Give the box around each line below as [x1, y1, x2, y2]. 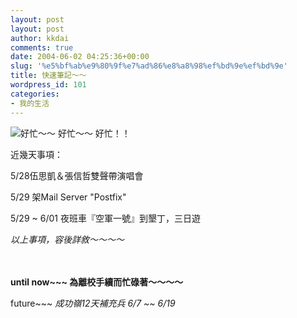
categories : [10, 89, 60, 99]
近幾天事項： [10, 148, 63, 160]
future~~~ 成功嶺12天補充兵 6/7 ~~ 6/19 [10, 297, 176, 309]
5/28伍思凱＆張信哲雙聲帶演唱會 [10, 169, 144, 181]
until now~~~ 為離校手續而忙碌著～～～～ [10, 276, 184, 288]
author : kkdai [10, 33, 70, 43]
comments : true [10, 42, 74, 53]
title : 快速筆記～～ [10, 71, 87, 81]
